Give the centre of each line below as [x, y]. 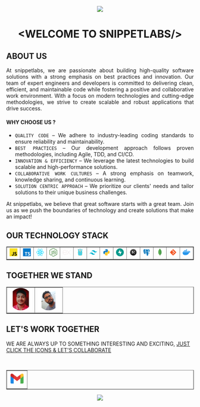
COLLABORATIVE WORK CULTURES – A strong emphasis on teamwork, [104, 174]
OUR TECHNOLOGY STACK [57, 235]
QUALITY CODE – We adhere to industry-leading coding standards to [104, 135]
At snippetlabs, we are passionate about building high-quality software [100, 70]
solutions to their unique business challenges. [71, 192]
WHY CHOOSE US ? [31, 122]
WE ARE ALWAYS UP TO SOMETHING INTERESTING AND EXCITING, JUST [98, 344]
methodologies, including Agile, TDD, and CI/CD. [74, 155]
